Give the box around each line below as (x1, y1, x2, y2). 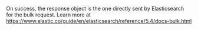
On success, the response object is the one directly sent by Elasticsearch (6, 5, 184, 12)
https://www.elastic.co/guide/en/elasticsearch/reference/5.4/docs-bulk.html (6, 18, 192, 24)
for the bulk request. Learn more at (6, 11, 91, 18)
